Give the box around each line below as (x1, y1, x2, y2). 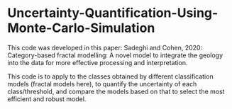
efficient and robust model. (7, 94, 87, 103)
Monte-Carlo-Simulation (7, 20, 155, 36)
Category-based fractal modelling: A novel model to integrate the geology (7, 51, 223, 59)
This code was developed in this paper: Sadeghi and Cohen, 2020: (7, 43, 203, 52)
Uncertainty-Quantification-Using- (7, 5, 219, 21)
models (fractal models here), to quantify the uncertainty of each (7, 79, 197, 88)
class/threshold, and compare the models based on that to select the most (7, 87, 225, 96)
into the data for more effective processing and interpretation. (7, 58, 188, 67)
